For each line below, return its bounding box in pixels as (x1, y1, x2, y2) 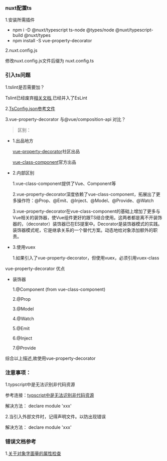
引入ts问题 (5, 72, 31, 79)
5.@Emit (12, 325, 30, 331)
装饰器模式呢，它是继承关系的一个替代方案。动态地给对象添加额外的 (12, 227, 153, 233)
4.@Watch (12, 315, 34, 321)
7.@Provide (12, 345, 36, 351)
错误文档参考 (5, 438, 37, 445)
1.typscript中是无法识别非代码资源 (5, 381, 75, 387)
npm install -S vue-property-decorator (12, 38, 92, 44)
